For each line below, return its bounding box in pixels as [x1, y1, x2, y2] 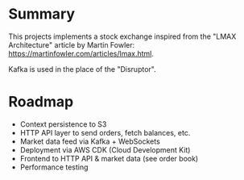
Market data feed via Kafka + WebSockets [19, 136, 161, 146]
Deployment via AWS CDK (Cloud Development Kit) [19, 144, 191, 154]
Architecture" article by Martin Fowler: [8, 40, 135, 49]
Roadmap [8, 93, 74, 111]
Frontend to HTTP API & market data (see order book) [19, 153, 199, 163]
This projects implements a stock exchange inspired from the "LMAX [8, 31, 237, 41]
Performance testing [19, 162, 89, 172]
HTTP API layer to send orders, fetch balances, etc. [19, 128, 191, 137]
